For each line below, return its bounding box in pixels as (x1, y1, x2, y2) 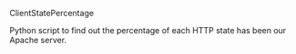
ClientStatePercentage (9, 8, 94, 18)
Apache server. (9, 35, 66, 45)
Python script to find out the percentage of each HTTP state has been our (9, 25, 287, 35)
